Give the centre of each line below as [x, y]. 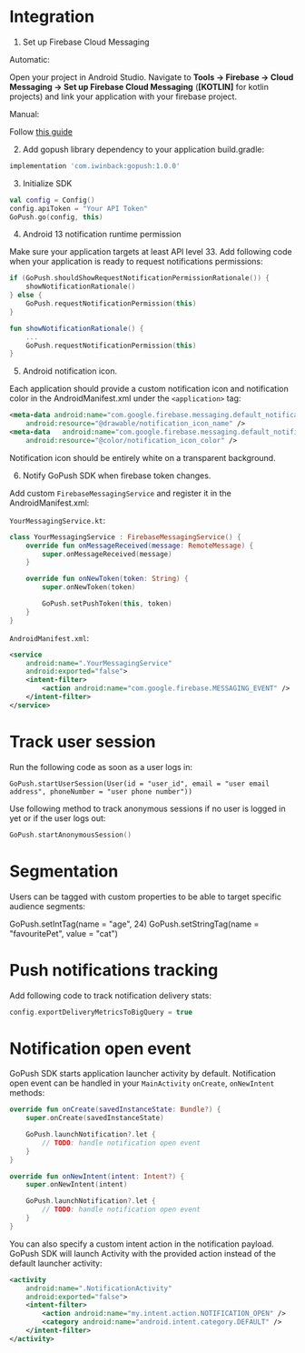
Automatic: [30, 59]
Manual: [25, 114]
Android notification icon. [70, 371]
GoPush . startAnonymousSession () [70, 835]
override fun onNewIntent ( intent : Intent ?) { [97, 1176]
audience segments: [48, 906]
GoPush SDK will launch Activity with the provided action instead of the [143, 1253]
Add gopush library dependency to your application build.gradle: [143, 149]
